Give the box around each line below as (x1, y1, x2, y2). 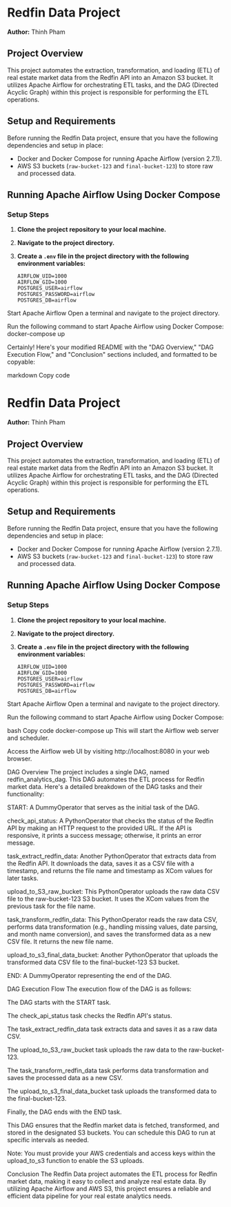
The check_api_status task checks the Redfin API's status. (7, 1011, 172, 1019)
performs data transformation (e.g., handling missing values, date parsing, (7, 923, 219, 931)
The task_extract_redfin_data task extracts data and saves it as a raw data (7, 1025, 217, 1033)
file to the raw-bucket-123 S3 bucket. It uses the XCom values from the (7, 894, 210, 903)
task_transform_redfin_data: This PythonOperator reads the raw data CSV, (7, 915, 218, 923)
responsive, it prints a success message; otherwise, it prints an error (7, 831, 202, 839)
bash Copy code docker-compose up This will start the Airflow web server (7, 726, 219, 734)
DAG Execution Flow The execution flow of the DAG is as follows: (7, 985, 192, 993)
